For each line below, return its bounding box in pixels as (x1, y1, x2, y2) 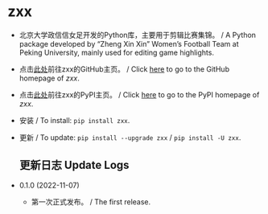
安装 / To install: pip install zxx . (19, 115, 130, 125)
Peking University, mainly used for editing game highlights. (19, 47, 215, 57)
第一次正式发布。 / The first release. (31, 196, 151, 207)
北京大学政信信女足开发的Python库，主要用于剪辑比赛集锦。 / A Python (19, 30, 257, 39)
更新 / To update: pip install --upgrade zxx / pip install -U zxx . (19, 132, 241, 142)
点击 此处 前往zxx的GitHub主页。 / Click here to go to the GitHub (19, 64, 230, 74)
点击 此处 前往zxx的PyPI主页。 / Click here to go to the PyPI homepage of (19, 89, 260, 99)
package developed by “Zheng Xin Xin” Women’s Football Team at (19, 39, 239, 48)
